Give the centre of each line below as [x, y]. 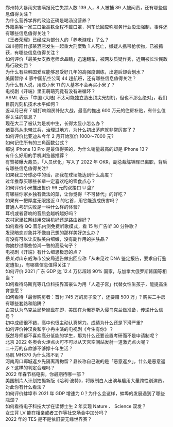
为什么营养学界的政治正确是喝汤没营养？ [48, 20]
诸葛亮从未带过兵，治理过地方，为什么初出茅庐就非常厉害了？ [71, 130]
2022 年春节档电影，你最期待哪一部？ [46, 374]
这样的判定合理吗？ [34, 368]
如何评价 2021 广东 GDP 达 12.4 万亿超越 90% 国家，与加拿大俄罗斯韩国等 [84, 271]
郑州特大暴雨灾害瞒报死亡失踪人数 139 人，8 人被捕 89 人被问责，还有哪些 [84, 7]
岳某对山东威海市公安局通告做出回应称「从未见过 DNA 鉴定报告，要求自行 [84, 258]
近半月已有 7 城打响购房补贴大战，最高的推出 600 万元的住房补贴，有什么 [83, 110]
